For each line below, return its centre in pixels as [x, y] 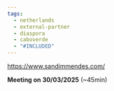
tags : [15, 14]
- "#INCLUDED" [34, 46]
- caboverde [31, 40]
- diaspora [29, 33]
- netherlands [34, 20]
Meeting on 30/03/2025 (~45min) [57, 80]
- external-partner [42, 27]
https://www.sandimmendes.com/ [56, 66]
